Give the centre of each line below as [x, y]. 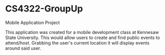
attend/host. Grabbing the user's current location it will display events [77, 42]
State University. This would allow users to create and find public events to [82, 37]
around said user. [23, 48]
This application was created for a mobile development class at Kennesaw [82, 32]
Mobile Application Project [33, 22]
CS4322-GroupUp [44, 9]
